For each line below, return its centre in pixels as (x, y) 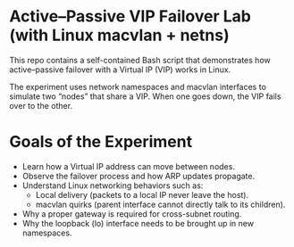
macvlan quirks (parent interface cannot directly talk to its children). (160, 204)
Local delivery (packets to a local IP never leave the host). (142, 194)
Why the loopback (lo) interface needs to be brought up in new (138, 223)
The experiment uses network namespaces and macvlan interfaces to (138, 86)
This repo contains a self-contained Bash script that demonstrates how (140, 60)
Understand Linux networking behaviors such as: (113, 185)
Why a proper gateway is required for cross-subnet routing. (132, 214)
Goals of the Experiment (101, 142)
